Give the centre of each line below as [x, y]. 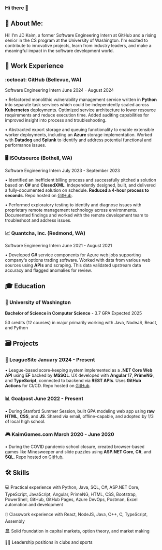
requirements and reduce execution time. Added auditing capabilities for [77, 115]
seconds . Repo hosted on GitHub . [39, 195]
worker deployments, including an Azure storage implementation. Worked [79, 135]
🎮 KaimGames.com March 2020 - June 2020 [60, 434]
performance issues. [26, 145]
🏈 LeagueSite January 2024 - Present [50, 360]
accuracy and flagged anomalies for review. [49, 270]
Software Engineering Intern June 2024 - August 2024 [59, 90]
